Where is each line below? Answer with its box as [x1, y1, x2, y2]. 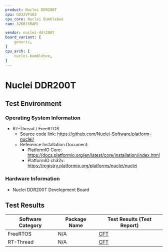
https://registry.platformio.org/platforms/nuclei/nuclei [27, 163, 137, 169]
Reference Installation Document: [19, 142, 89, 148]
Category [18, 222, 42, 229]
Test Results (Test [107, 216, 151, 223]
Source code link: [19, 131, 56, 137]
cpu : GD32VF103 [5, 12, 37, 17]
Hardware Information [5, 175, 60, 182]
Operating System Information [5, 114, 81, 121]
